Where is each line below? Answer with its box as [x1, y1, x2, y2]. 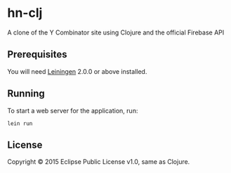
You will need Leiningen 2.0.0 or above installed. [7, 67, 147, 75]
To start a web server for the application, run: [7, 106, 138, 115]
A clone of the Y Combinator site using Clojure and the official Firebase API [7, 28, 225, 37]
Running [7, 88, 46, 100]
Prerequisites [7, 49, 67, 60]
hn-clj [7, 5, 43, 21]
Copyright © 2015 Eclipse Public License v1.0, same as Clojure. [7, 158, 190, 166]
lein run [7, 120, 33, 127]
